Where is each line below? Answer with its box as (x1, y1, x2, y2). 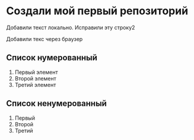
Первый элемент (14, 69, 58, 76)
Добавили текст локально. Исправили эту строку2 (6, 24, 135, 31)
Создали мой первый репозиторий (6, 4, 189, 18)
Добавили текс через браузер (6, 35, 83, 42)
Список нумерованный (6, 52, 98, 63)
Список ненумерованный (6, 98, 107, 108)
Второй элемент (14, 74, 56, 82)
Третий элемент (14, 81, 56, 88)
